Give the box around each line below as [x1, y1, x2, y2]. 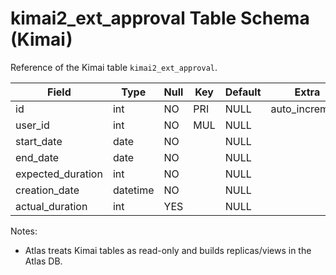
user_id [15, 118, 50, 132]
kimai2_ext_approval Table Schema [10, 7, 310, 30]
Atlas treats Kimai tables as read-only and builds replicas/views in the [24, 244, 312, 256]
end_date [15, 150, 60, 164]
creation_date [15, 183, 80, 197]
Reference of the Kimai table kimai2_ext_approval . [10, 61, 218, 73]
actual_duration [15, 199, 88, 213]
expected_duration [15, 167, 103, 181]
